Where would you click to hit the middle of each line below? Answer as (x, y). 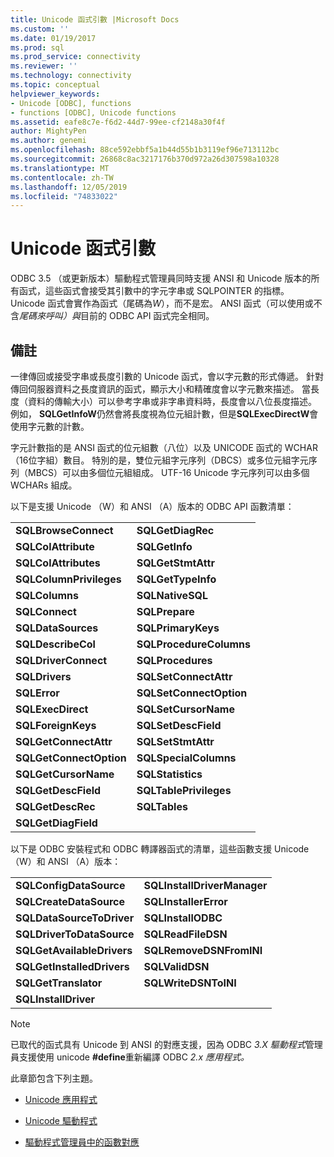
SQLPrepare (165, 611)
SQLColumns (47, 595)
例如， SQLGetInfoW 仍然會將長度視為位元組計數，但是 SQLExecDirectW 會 (164, 414)
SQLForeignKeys (56, 725)
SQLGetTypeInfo (176, 579)
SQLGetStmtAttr (175, 563)
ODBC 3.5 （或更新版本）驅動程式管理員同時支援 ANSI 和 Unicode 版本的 (161, 278)
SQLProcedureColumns (194, 644)
